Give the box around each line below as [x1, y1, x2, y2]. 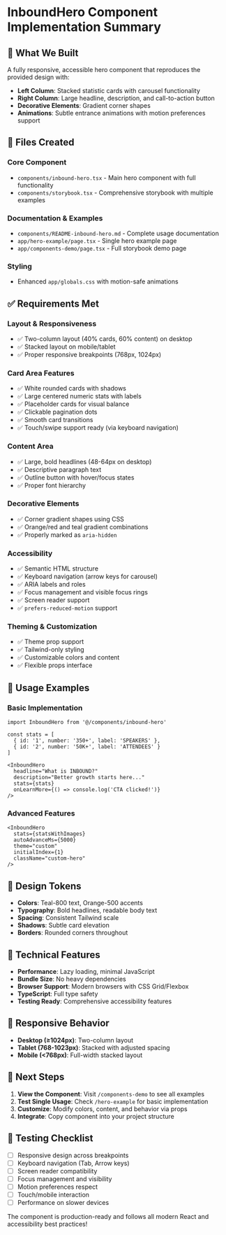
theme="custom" [13, 843, 58, 850]
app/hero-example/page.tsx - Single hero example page [17, 236, 177, 245]
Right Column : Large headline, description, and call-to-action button [17, 94, 215, 102]
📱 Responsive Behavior [7, 1017, 110, 1029]
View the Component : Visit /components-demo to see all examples [17, 1089, 204, 1098]
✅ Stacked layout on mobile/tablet [17, 342, 116, 351]
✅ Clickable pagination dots [17, 407, 98, 417]
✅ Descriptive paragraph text [17, 465, 102, 473]
